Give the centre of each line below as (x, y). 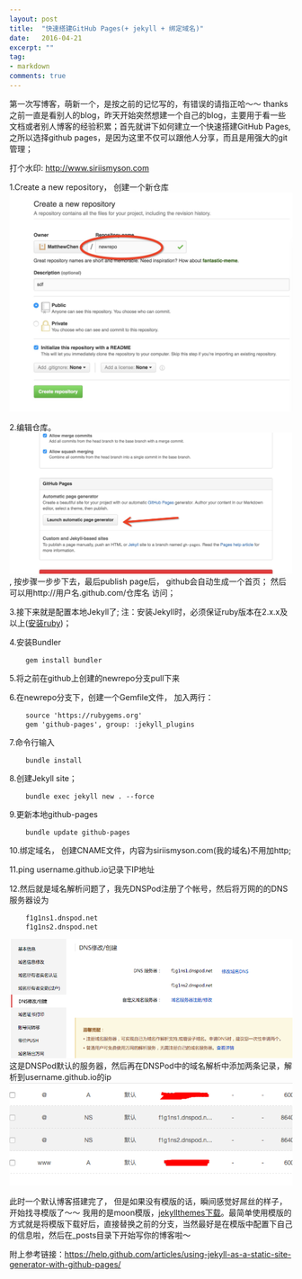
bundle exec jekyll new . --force (90, 797)
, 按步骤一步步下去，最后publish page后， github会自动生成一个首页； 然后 (148, 581)
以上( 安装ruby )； (40, 623)
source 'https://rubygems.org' (84, 716)
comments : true (38, 77)
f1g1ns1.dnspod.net (62, 918)
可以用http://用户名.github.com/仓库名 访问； (93, 593)
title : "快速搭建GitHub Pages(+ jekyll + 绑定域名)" (107, 28)
